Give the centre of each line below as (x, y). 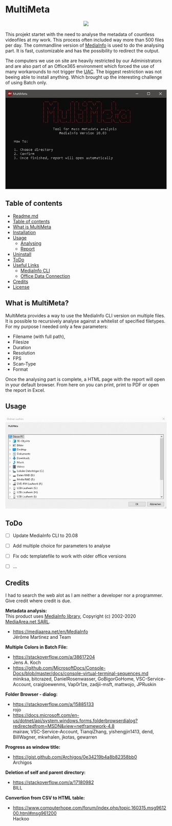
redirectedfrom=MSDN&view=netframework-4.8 (63, 726)
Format (20, 369)
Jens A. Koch (27, 662)
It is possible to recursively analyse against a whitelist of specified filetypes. (85, 321)
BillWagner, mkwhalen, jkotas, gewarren (55, 737)
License (21, 287)
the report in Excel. (25, 390)
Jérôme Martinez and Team (42, 637)
